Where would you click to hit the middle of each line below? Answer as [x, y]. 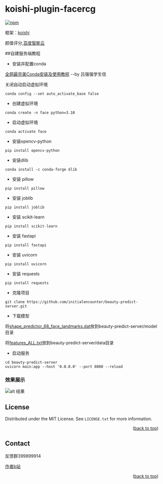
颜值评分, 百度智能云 [25, 43]
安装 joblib [22, 198]
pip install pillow [25, 188]
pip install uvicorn [26, 264]
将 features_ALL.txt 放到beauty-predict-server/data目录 [60, 342]
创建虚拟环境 [25, 103]
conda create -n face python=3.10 [40, 113]
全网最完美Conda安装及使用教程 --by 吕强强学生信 [56, 74]
